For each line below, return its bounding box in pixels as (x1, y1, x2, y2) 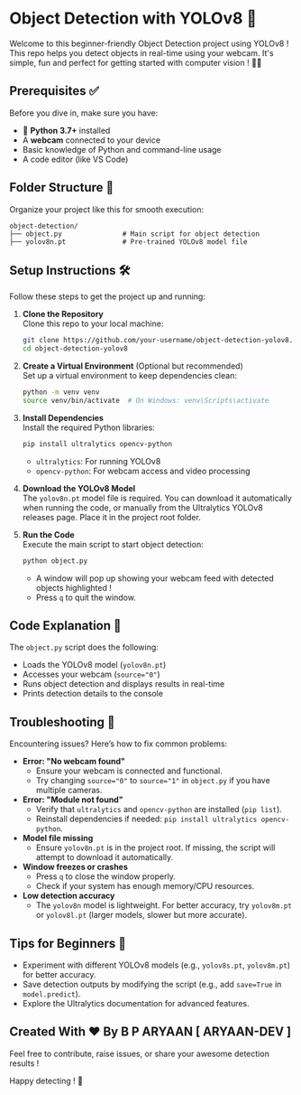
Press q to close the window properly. (35, 871, 176, 882)
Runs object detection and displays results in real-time (22, 679, 225, 689)
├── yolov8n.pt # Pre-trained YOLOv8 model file (9, 237, 248, 247)
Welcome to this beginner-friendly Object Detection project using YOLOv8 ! (9, 38, 289, 49)
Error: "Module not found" (22, 794, 123, 805)
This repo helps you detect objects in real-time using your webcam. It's (9, 47, 274, 58)
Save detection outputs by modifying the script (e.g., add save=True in (22, 979, 282, 990)
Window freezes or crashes (22, 862, 129, 873)
